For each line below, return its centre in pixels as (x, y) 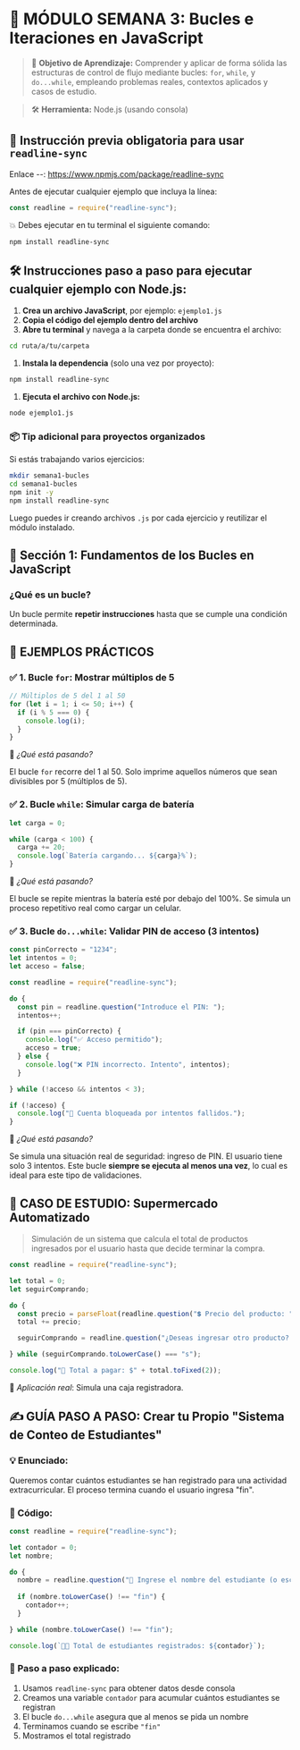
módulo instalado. (42, 527)
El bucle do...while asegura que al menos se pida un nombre (135, 1716)
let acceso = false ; (48, 967)
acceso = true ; (54, 1048)
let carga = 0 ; (37, 823)
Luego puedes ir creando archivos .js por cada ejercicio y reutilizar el (138, 518)
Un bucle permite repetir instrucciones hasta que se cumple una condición (148, 614)
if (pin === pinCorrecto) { (70, 1031)
